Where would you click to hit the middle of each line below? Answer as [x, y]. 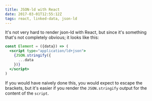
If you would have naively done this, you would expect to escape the [74, 83]
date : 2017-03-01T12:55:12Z [34, 14]
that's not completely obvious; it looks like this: [52, 37]
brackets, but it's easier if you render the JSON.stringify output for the [76, 88]
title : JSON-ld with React [32, 9]
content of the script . [27, 93]
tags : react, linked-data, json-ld [41, 18]
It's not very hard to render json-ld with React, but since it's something [76, 33]
